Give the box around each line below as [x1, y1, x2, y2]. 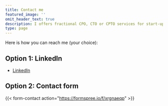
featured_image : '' [5, 12, 46, 17]
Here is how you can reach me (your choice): [5, 39, 98, 45]
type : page [5, 26, 28, 31]
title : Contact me [5, 7, 43, 12]
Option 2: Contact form [5, 82, 79, 90]
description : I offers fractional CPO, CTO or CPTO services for [5, 21, 144, 26]
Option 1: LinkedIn [5, 54, 62, 62]
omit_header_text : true [5, 16, 55, 21]
